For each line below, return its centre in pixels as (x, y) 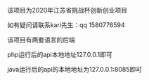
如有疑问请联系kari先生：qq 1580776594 (66, 25)
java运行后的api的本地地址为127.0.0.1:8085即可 (75, 69)
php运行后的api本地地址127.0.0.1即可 (60, 55)
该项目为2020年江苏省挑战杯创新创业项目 (67, 10)
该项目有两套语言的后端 (41, 40)
